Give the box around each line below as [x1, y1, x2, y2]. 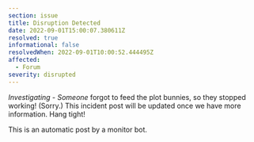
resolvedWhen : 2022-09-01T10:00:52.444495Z [8, 48, 154, 56]
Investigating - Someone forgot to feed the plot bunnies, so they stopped [8, 92, 247, 102]
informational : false [8, 41, 80, 49]
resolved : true [8, 33, 59, 42]
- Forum [15, 63, 41, 71]
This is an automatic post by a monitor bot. [8, 125, 148, 134]
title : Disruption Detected [8, 19, 101, 27]
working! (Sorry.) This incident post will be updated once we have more [8, 101, 241, 110]
